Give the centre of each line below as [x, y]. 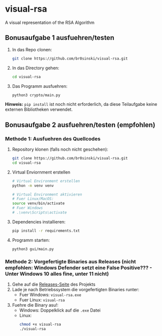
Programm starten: [31, 240]
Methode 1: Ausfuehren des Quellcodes [53, 138]
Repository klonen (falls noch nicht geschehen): [60, 149]
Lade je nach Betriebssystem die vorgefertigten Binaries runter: [76, 289]
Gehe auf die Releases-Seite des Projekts [54, 284]
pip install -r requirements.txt [46, 231]
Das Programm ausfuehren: [40, 86]
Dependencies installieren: [39, 222]
